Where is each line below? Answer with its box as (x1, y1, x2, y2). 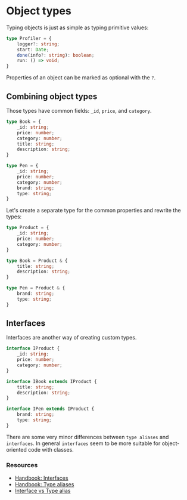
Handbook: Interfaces (14, 474, 68, 482)
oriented (6, 446, 27, 453)
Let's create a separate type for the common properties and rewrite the (6, 207, 181, 214)
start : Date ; (17, 47, 49, 53)
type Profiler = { (6, 35, 52, 41)
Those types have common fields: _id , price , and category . (6, 107, 152, 114)
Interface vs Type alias (14, 487, 71, 495)
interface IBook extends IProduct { (6, 378, 97, 384)
